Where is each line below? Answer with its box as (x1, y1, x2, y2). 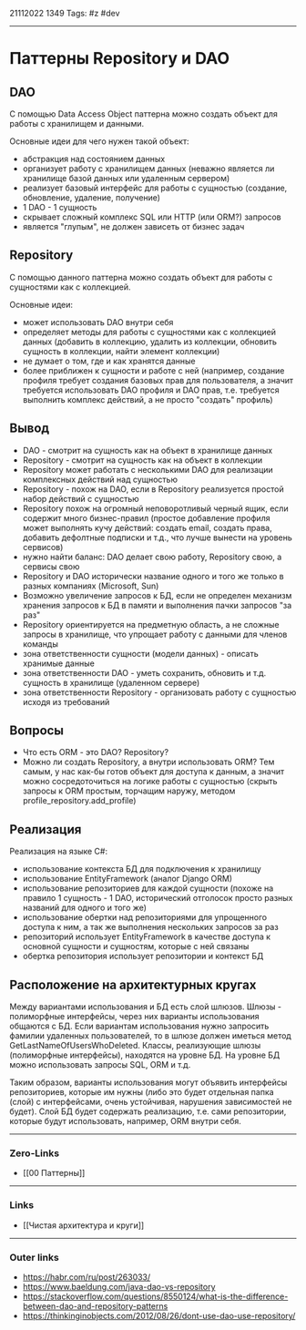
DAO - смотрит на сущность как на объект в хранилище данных (22, 445, 273, 455)
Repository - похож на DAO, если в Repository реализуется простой (22, 483, 284, 495)
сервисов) (22, 541, 64, 552)
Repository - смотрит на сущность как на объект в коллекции (22, 455, 262, 465)
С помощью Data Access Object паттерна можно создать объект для (9, 108, 278, 119)
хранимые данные (22, 658, 96, 669)
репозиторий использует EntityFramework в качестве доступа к (22, 931, 271, 942)
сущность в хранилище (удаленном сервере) (22, 677, 200, 688)
